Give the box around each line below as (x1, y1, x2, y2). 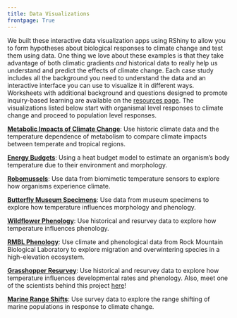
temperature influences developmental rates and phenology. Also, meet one (7, 274, 228, 282)
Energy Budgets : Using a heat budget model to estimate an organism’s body (7, 153, 230, 162)
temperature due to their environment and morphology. (7, 160, 168, 169)
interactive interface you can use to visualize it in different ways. (7, 81, 195, 89)
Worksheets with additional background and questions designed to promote (7, 89, 228, 97)
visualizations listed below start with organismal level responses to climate (7, 103, 224, 112)
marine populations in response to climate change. (7, 302, 154, 310)
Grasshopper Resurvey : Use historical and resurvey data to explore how (7, 266, 219, 274)
